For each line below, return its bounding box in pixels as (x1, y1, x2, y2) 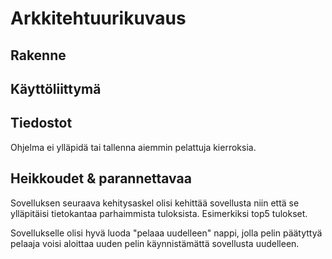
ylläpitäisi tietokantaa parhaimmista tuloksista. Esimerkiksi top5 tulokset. (10, 207, 308, 219)
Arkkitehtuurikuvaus (10, 7, 187, 30)
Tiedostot (10, 115, 73, 132)
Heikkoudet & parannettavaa (10, 170, 192, 187)
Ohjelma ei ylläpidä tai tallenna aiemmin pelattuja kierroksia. (10, 141, 257, 153)
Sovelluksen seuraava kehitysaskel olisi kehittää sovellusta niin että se (10, 197, 300, 209)
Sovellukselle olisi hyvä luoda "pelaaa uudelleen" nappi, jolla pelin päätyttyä (10, 227, 323, 239)
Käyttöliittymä (10, 80, 102, 97)
